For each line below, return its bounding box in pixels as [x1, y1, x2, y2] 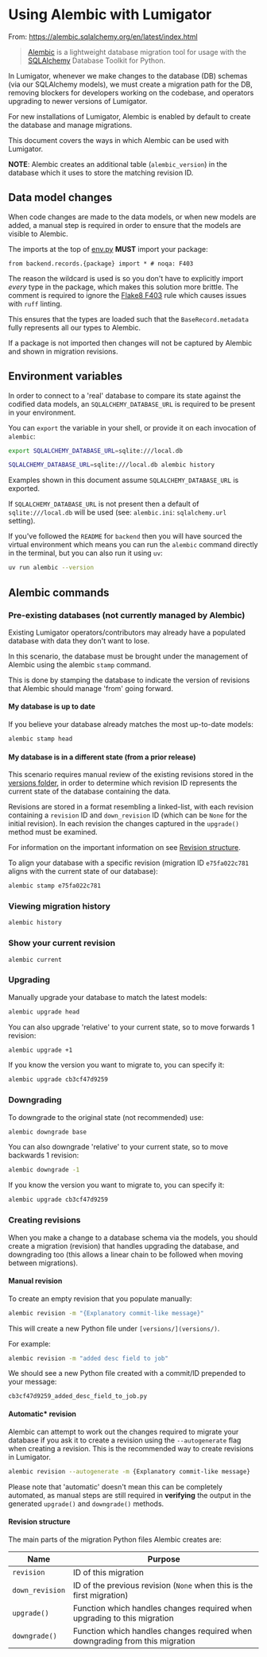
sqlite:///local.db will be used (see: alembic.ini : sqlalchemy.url [8, 508, 227, 517]
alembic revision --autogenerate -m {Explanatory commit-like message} [8, 1467, 250, 1475]
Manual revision [8, 1277, 63, 1286]
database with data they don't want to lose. [8, 635, 150, 645]
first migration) [72, 1589, 129, 1601]
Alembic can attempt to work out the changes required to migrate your [8, 1427, 239, 1436]
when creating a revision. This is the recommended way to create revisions [8, 1443, 254, 1453]
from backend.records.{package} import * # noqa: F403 [8, 260, 194, 268]
